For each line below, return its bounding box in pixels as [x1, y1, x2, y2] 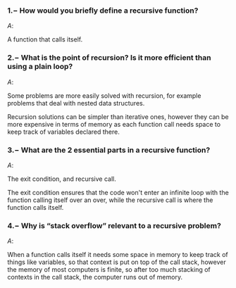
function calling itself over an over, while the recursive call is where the [7, 196, 213, 204]
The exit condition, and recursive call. [7, 175, 116, 183]
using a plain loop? [7, 62, 73, 72]
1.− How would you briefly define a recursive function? [7, 6, 199, 15]
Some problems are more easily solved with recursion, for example [7, 91, 201, 100]
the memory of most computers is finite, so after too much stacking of [7, 265, 211, 274]
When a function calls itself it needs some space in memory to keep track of [7, 251, 229, 259]
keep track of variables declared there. [7, 127, 120, 136]
